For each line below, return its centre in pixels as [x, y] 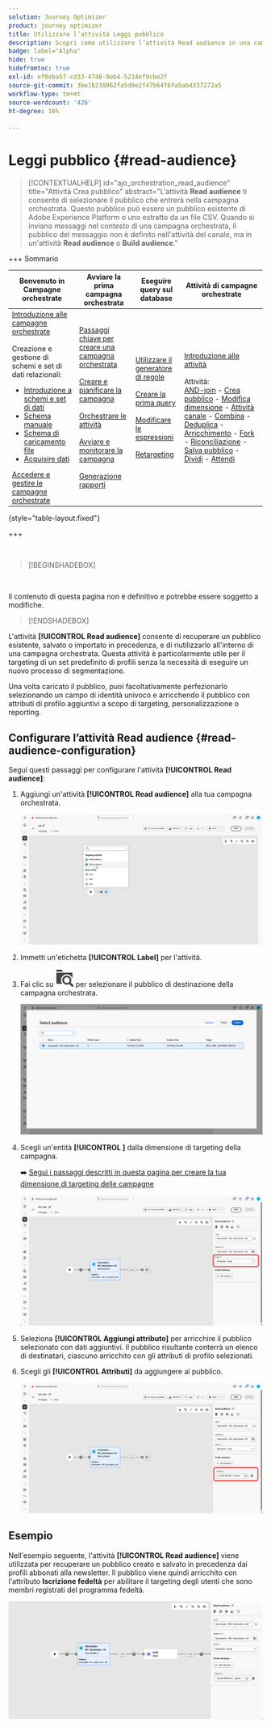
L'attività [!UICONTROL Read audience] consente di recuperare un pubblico [135, 637]
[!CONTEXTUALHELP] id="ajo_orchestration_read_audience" [129, 183]
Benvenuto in [42, 281]
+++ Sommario [33, 259]
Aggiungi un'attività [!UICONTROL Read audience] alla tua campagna [136, 794]
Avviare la [104, 277]
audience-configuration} [72, 750]
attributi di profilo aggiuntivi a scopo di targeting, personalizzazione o [124, 704]
